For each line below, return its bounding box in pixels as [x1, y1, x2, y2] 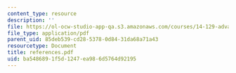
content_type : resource [7, 10, 77, 17]
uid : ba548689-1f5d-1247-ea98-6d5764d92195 [7, 56, 137, 63]
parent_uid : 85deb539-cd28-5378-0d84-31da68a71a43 [7, 36, 159, 43]
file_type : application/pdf [7, 29, 90, 37]
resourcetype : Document [7, 42, 77, 49]
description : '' [7, 17, 55, 24]
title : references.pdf [7, 49, 74, 56]
